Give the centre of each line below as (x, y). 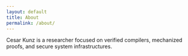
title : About (23, 17)
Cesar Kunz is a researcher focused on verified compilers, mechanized (94, 40)
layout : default (27, 12)
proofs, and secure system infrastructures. (59, 46)
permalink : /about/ (31, 23)
